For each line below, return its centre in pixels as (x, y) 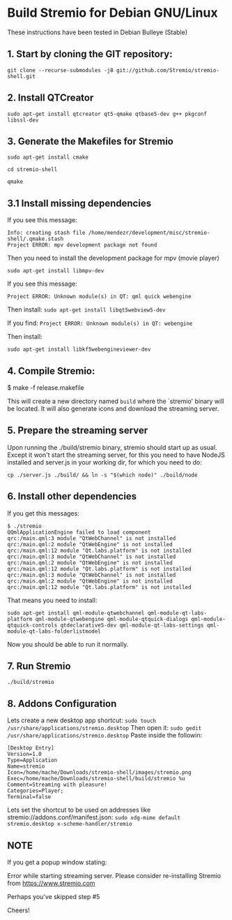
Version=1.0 (24, 754)
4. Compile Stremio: (51, 371)
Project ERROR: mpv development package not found (82, 245)
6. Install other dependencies (72, 496)
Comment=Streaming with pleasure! (57, 785)
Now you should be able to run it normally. (68, 644)
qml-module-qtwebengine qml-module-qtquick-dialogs (112, 619)
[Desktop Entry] (31, 748)
